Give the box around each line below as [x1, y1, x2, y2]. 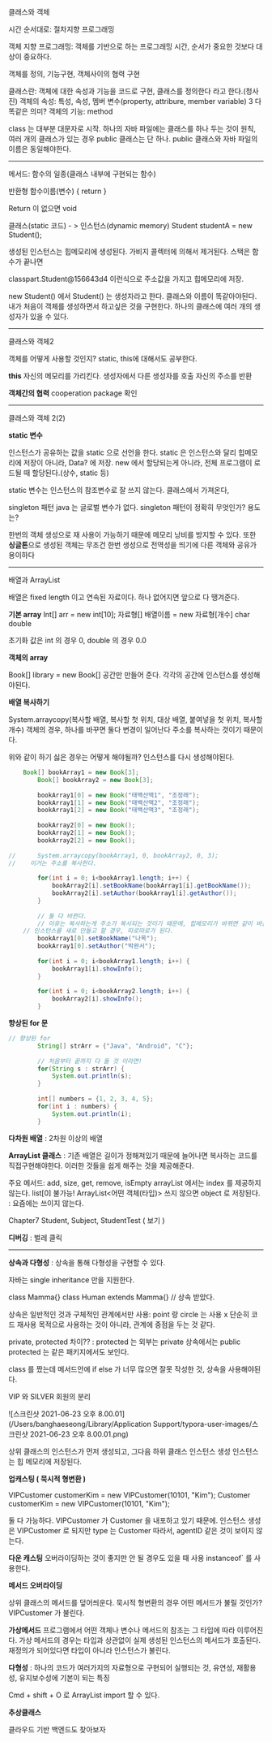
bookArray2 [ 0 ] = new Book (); [37, 821, 136, 830]
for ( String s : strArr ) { [37, 1065, 125, 1073]
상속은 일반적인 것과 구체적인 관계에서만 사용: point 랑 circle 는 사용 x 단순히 [8, 1309, 249, 1319]
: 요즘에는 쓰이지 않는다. [8, 1198, 84, 1208]
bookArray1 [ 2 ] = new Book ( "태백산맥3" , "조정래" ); [37, 806, 200, 815]
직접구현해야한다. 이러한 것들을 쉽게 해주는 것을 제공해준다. [8, 1161, 194, 1170]
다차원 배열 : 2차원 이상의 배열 [8, 1133, 104, 1143]
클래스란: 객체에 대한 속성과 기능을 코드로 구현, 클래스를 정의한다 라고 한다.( [8, 86, 246, 96]
